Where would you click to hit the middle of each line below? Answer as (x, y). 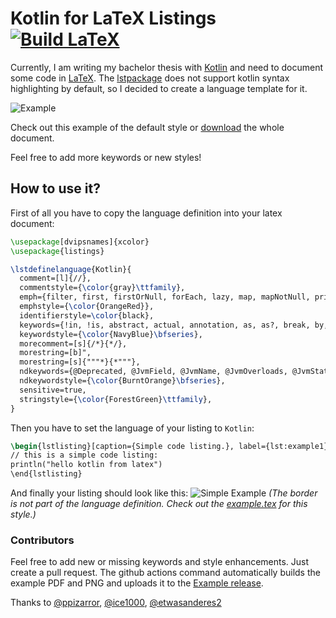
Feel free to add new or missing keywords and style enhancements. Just (160, 562)
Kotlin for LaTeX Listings (113, 18)
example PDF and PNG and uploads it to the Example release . (137, 583)
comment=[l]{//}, (55, 278)
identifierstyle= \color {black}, (87, 315)
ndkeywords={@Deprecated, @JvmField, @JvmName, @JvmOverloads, (153, 372)
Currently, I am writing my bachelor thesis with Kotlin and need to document (167, 67)
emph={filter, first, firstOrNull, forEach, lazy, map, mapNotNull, (165, 297)
